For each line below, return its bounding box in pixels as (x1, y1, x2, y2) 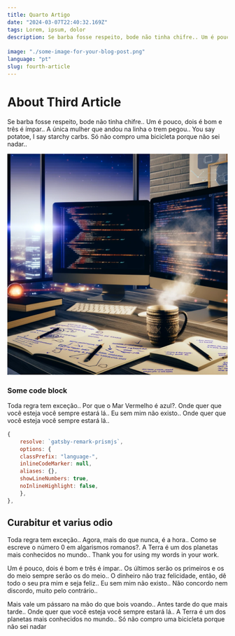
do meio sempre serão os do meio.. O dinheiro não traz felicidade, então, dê (7, 571, 227, 580)
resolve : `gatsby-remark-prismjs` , (20, 438, 124, 445)
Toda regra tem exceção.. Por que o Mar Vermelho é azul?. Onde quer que (7, 401, 222, 410)
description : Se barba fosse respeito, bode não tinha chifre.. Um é (7, 34, 215, 41)
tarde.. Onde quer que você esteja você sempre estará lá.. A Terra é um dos (7, 607, 226, 616)
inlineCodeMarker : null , (20, 460, 92, 468)
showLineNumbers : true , (20, 475, 90, 482)
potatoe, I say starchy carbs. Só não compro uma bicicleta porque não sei (7, 132, 220, 140)
